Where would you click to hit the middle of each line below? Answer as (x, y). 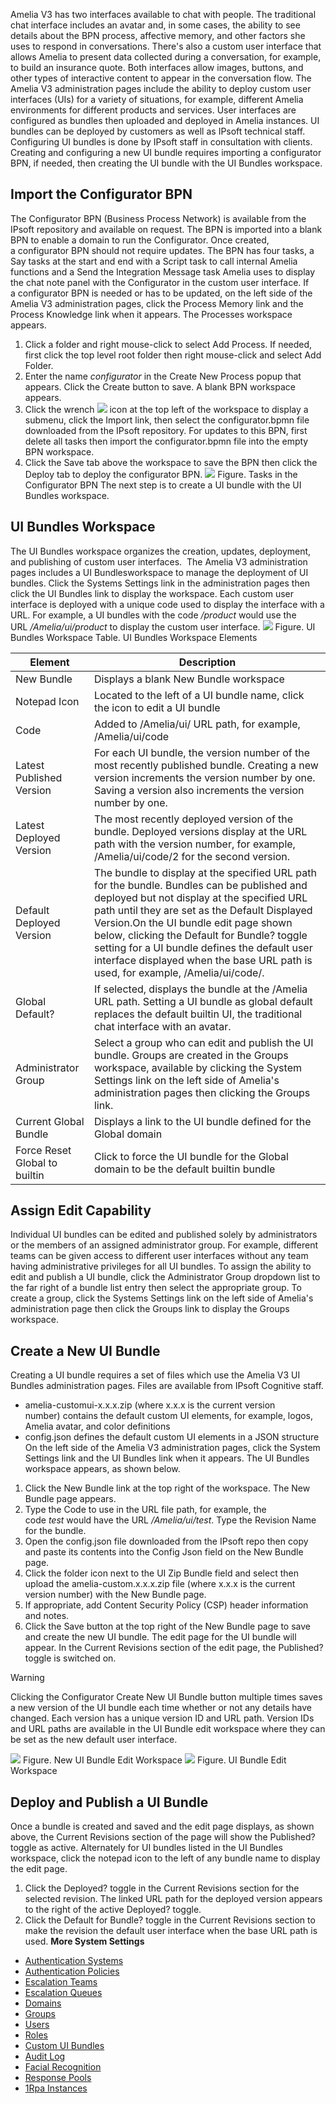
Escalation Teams (61, 1982)
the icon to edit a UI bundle (157, 707)
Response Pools (58, 2078)
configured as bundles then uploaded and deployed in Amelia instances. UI (165, 120)
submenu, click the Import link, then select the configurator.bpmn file (167, 420)
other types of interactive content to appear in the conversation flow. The (161, 78)
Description (207, 662)
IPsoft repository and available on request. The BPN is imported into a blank (166, 229)
